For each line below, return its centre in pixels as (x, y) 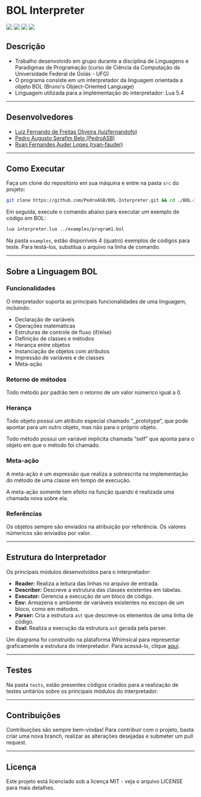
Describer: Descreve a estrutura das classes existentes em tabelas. (98, 589)
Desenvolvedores (40, 117)
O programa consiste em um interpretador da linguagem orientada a (99, 80)
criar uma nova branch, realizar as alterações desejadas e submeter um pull (100, 736)
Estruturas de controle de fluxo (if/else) (63, 332)
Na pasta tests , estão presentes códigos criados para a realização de (92, 685)
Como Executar (36, 168)
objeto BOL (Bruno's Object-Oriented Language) (74, 86)
